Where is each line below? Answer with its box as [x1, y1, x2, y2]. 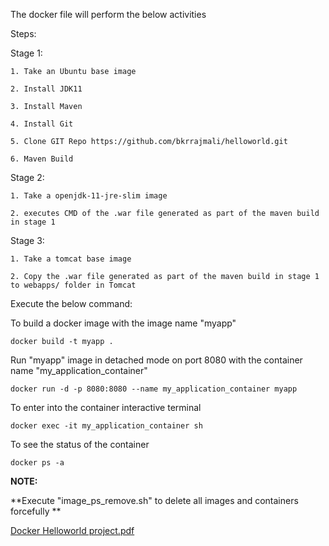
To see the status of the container [10, 439, 150, 450]
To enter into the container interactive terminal [10, 402, 202, 413]
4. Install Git [10, 119, 74, 129]
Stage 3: [10, 235, 45, 246]
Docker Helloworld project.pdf [10, 525, 135, 536]
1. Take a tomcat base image [10, 254, 132, 264]
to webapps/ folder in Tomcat [10, 280, 137, 290]
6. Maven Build [10, 154, 74, 164]
